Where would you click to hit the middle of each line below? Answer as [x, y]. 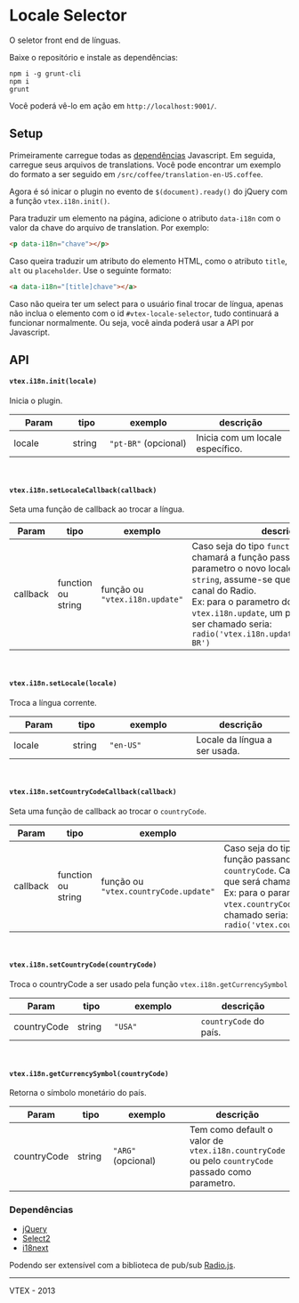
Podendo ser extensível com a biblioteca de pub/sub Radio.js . [122, 1266]
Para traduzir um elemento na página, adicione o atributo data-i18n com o [145, 218]
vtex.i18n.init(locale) [53, 382]
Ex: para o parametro [236, 602]
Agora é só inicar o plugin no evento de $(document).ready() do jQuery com [148, 191]
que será [242, 881]
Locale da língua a [234, 740]
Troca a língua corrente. [53, 702]
